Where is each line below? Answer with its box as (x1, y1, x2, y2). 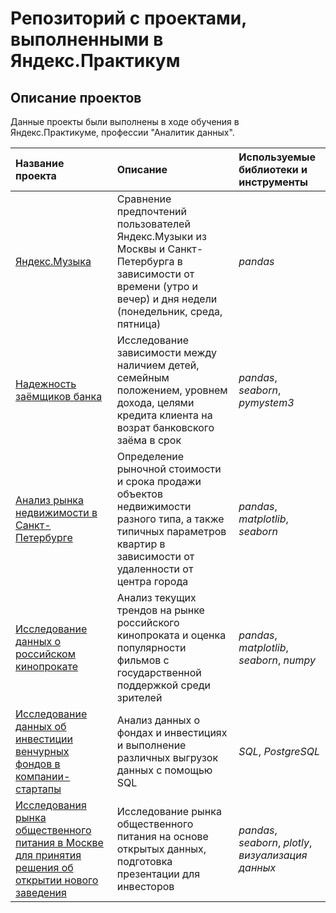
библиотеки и (238, 163, 308, 176)
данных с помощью (116, 763, 213, 777)
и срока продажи (116, 475, 202, 488)
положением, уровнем (116, 383, 228, 397)
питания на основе (116, 830, 209, 843)
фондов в (15, 757, 61, 771)
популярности (116, 641, 187, 654)
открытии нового (15, 873, 99, 887)
